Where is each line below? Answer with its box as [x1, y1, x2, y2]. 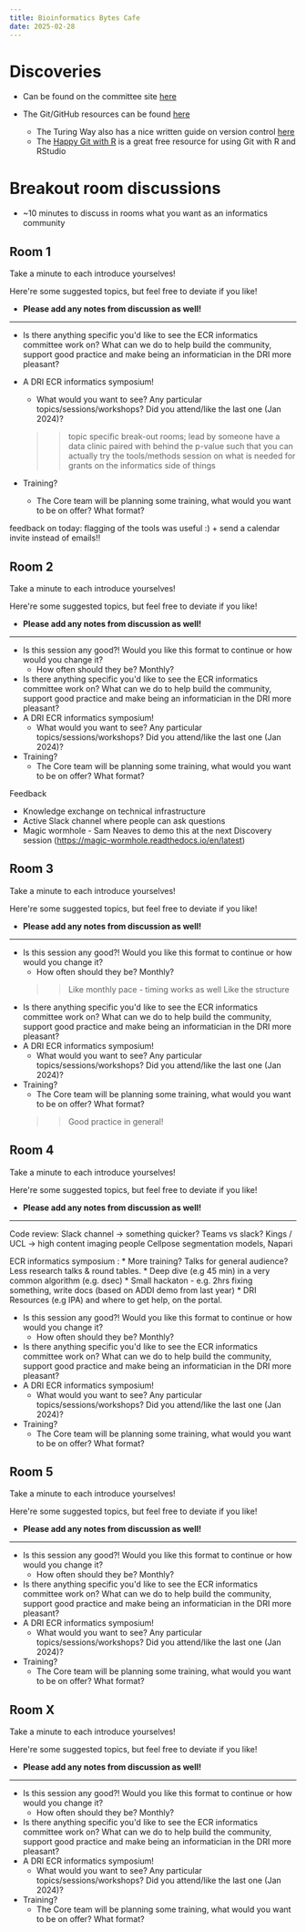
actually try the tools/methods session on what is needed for [67, 450, 296, 461]
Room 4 [9, 1143, 55, 1158]
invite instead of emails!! [9, 532, 101, 543]
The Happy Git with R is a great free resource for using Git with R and [36, 136, 296, 147]
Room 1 [9, 243, 52, 260]
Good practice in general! [67, 1115, 164, 1126]
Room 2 [9, 559, 54, 574]
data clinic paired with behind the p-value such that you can [67, 441, 294, 452]
